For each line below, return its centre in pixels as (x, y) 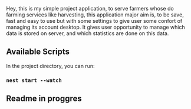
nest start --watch (34, 80)
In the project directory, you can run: (50, 66)
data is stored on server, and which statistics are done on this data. (88, 33)
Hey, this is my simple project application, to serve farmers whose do (90, 8)
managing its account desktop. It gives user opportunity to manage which (96, 27)
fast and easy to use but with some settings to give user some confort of (94, 21)
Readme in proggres (44, 99)
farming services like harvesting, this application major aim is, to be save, (95, 15)
